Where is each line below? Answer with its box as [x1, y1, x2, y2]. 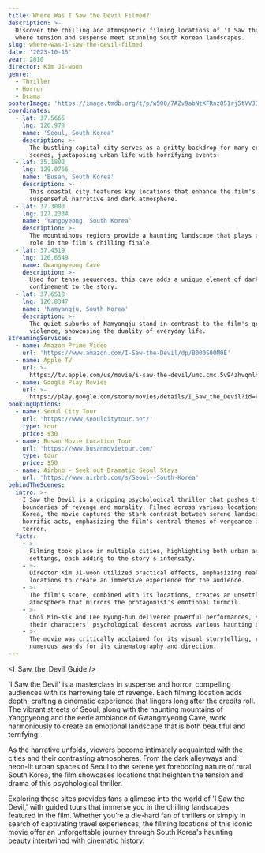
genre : [8, 70, 30, 78]
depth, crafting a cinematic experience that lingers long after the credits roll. [8, 696, 256, 705]
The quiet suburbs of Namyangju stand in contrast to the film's [28, 320, 248, 327]
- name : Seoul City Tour [15, 408, 97, 416]
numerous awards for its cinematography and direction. [28, 642, 217, 651]
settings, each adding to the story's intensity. [28, 554, 196, 563]
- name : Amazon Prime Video [15, 342, 108, 350]
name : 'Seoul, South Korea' [22, 129, 114, 137]
